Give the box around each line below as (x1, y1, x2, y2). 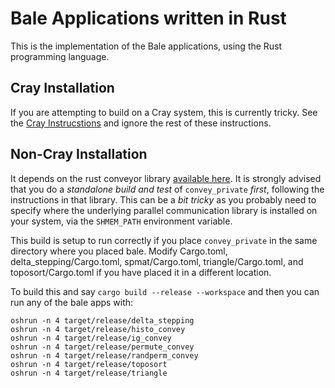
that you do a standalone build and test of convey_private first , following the (10, 183, 325, 195)
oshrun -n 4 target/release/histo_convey (10, 324, 186, 334)
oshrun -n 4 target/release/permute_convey (10, 342, 195, 352)
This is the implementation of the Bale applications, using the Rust (10, 40, 283, 52)
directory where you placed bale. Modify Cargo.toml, (10, 245, 228, 257)
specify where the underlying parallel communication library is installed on (10, 204, 318, 216)
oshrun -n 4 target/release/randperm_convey (10, 350, 199, 361)
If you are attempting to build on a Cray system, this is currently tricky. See (10, 106, 318, 118)
